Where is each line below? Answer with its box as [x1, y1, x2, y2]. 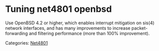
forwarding [5, 30, 28, 36]
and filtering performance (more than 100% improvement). [29, 30, 150, 36]
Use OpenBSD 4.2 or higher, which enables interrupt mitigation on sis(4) [5, 20, 154, 26]
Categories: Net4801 [5, 40, 48, 46]
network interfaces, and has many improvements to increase [5, 25, 130, 31]
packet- [131, 25, 148, 31]
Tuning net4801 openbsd [5, 3, 112, 15]
